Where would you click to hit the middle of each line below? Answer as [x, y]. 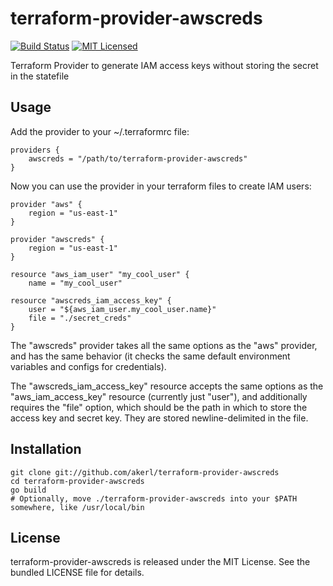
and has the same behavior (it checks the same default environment [150, 356]
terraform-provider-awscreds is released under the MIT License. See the [160, 562]
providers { [35, 150]
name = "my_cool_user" [75, 283]
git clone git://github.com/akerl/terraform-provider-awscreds [145, 472]
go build [28, 490]
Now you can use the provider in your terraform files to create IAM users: [161, 186]
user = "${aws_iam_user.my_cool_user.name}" [122, 309]
